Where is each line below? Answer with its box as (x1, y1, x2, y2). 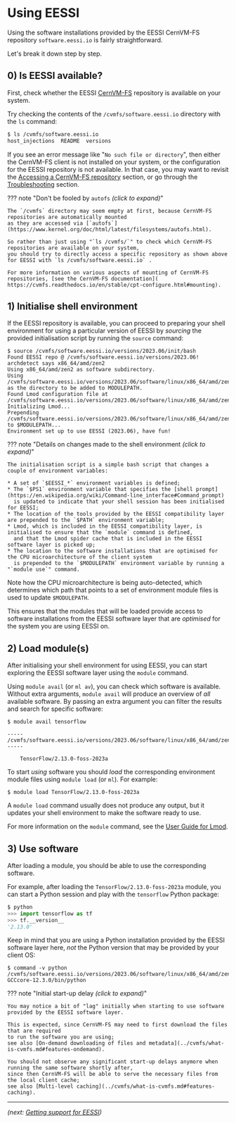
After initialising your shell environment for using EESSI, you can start (7, 661, 207, 670)
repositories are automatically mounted (7, 213, 128, 221)
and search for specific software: (7, 705, 103, 713)
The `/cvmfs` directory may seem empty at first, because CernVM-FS (7, 207, 212, 214)
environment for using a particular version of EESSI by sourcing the (7, 326, 202, 335)
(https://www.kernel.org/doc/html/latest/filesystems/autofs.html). (7, 225, 212, 233)
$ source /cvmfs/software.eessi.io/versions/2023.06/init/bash (7, 347, 197, 355)
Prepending (7, 409, 39, 416)
